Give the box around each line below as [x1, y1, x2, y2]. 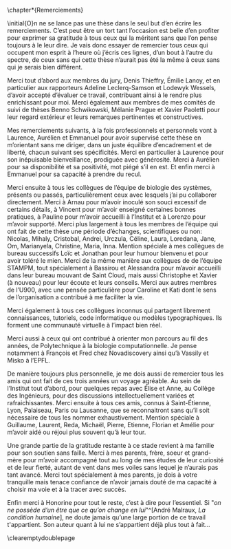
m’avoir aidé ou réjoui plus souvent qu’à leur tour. [7, 428, 146, 436]
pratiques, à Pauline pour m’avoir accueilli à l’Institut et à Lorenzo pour [7, 213, 206, 221]
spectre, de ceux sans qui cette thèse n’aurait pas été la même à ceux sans [7, 56, 220, 64]
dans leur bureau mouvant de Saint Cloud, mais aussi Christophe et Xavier [7, 271, 218, 279]
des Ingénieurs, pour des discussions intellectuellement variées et [7, 391, 195, 400]
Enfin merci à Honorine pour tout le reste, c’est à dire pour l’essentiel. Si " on [7, 499, 221, 506]
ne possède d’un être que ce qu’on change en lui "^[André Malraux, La [7, 506, 206, 514]
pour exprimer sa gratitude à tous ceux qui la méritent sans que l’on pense [7, 34, 218, 42]
